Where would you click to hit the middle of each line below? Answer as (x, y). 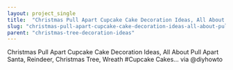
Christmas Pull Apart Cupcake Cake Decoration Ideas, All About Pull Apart (113, 52)
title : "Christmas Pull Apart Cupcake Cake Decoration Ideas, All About (116, 20)
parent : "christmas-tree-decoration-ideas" (71, 33)
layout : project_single (42, 13)
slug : (15, 26)
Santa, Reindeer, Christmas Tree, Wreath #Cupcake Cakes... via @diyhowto (115, 60)
